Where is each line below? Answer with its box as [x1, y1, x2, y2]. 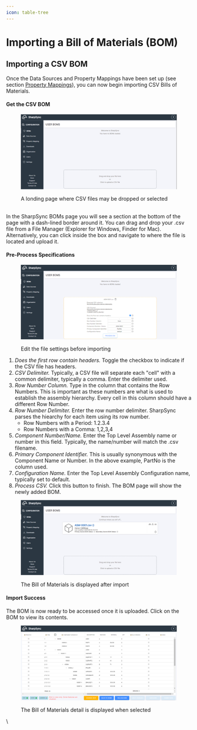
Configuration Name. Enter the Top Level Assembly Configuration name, [14, 470, 191, 477]
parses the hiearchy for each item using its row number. [14, 413, 150, 420]
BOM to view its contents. [6, 614, 69, 621]
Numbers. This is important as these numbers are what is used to [14, 388, 173, 395]
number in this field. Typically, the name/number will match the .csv [14, 438, 179, 446]
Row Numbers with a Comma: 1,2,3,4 [23, 425, 113, 433]
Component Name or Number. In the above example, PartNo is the [14, 457, 175, 464]
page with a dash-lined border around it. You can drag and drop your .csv [6, 219, 185, 226]
